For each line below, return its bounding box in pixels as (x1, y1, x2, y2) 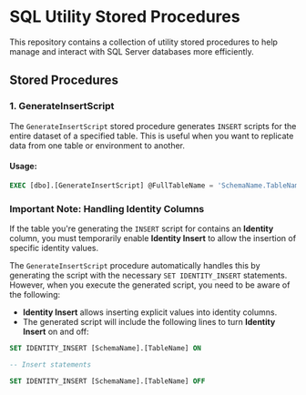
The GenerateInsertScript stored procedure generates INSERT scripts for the (9, 120, 297, 131)
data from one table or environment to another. (9, 139, 185, 151)
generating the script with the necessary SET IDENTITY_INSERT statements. (9, 270, 288, 280)
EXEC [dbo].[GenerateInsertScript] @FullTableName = (9, 180, 214, 190)
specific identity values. (9, 243, 98, 253)
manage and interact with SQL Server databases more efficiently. (9, 46, 254, 56)
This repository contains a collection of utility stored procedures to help (9, 36, 278, 47)
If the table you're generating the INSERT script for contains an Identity (9, 223, 274, 234)
